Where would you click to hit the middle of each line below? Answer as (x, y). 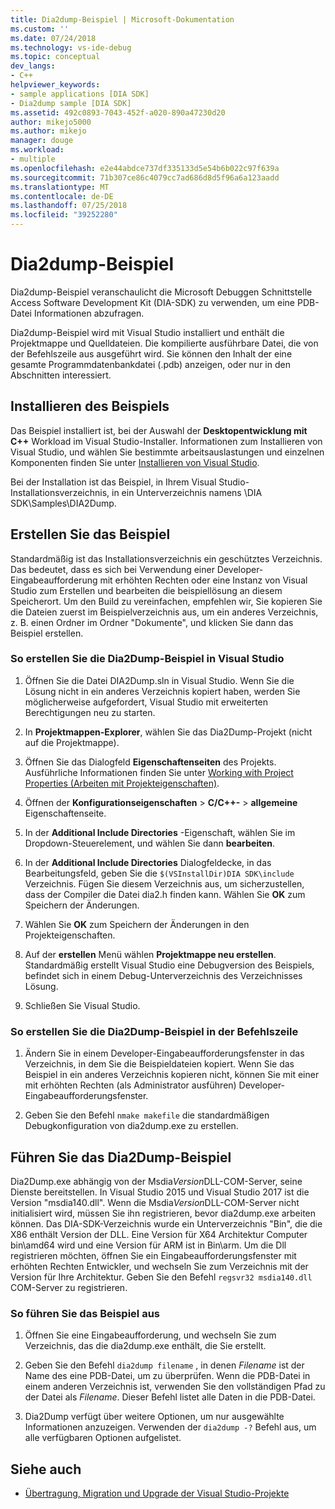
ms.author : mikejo (48, 131)
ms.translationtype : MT (60, 187)
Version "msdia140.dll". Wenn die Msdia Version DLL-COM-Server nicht (155, 1202)
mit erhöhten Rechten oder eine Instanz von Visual (203, 580)
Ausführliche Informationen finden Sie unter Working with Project (159, 772)
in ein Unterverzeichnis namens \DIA (187, 492)
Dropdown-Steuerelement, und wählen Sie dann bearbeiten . (150, 843)
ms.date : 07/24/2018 (53, 38)
